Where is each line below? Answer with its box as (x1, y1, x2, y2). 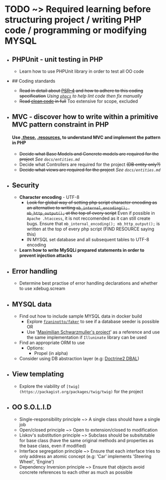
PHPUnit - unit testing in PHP (11, 55, 103, 63)
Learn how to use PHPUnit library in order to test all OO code (19, 68, 144, 74)
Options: (26, 345, 44, 351)
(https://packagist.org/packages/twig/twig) (19, 389, 113, 394)
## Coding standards (11, 78, 56, 84)
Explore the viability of (19, 383, 66, 389)
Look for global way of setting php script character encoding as (26, 199, 158, 205)
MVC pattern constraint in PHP (11, 121, 109, 129)
